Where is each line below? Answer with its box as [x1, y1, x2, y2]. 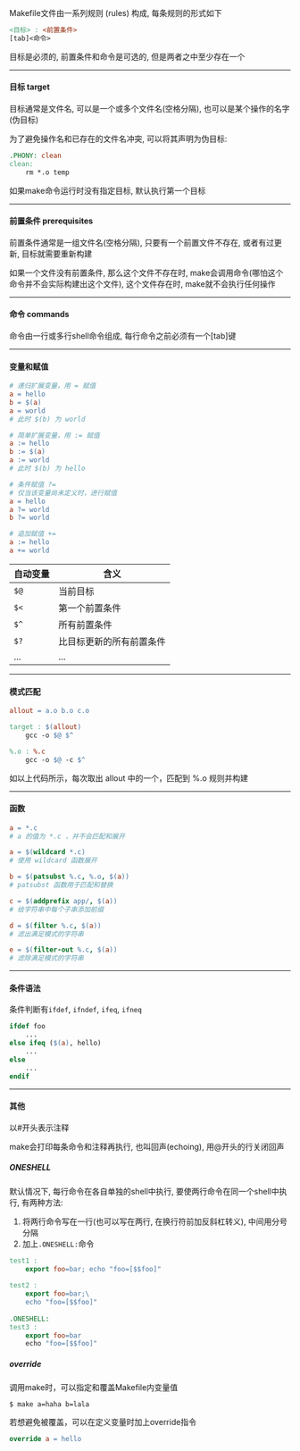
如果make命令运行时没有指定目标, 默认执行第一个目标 [9, 185, 206, 196]
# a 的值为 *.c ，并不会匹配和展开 [9, 832, 126, 841]
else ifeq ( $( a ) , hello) [9, 1039, 102, 1048]
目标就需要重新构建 [21, 248, 92, 259]
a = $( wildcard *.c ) [9, 848, 87, 857]
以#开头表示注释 [9, 1122, 70, 1133]
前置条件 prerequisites [9, 215, 94, 226]
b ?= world [9, 513, 50, 523]
